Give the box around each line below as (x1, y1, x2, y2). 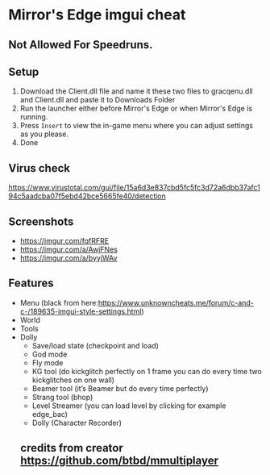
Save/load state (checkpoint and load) (31, 340, 160, 350)
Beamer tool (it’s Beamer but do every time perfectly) (31, 383, 209, 393)
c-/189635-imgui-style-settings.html (19, 306, 142, 316)
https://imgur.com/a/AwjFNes (19, 244, 118, 255)
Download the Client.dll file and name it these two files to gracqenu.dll (19, 86, 253, 96)
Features (8, 277, 54, 290)
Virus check (8, 161, 71, 175)
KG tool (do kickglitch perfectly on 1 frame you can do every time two (31, 366, 262, 376)
